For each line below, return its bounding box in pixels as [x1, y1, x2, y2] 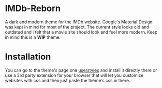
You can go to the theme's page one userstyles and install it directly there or [5, 67, 157, 73]
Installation [5, 51, 51, 62]
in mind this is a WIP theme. [5, 34, 61, 40]
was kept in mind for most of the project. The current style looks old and [5, 24, 149, 29]
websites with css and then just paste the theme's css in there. [5, 77, 131, 83]
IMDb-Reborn [5, 3, 61, 14]
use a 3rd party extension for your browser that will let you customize [5, 72, 144, 78]
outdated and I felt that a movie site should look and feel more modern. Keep [5, 29, 158, 35]
